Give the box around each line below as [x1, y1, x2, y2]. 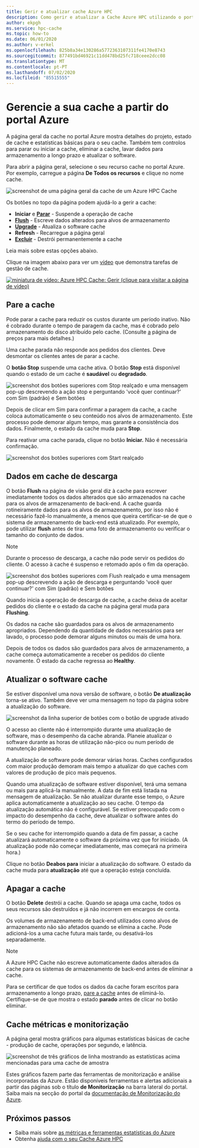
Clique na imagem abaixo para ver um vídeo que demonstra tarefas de [6, 259, 178, 266]
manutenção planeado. [6, 745, 63, 752]
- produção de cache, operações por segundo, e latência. [6, 1042, 147, 1049]
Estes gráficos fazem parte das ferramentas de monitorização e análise [6, 1071, 181, 1078]
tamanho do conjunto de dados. [6, 531, 84, 538]
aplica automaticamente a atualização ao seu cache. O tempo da [6, 799, 164, 807]
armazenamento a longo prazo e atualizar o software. [6, 152, 137, 159]
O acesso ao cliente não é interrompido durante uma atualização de [6, 726, 172, 733]
